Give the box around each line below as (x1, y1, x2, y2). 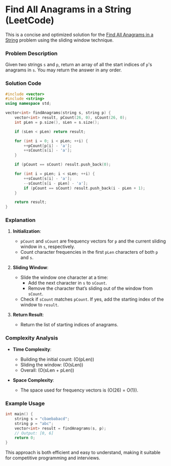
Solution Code (5, 80, 42, 87)
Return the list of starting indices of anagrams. (20, 322, 119, 328)
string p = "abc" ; (14, 421, 54, 426)
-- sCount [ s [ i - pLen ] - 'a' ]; (24, 181, 88, 186)
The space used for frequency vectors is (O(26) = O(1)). (20, 387, 139, 393)
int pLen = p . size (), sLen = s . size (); (14, 120, 100, 125)
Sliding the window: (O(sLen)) (20, 361, 83, 368)
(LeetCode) (5, 14, 55, 26)
